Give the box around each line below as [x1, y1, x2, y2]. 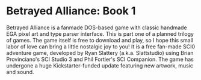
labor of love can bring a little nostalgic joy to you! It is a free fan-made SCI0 [6, 43, 196, 50]
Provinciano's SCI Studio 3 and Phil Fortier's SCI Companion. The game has [6, 56, 194, 63]
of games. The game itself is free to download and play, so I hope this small [6, 36, 194, 44]
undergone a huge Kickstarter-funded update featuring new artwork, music [6, 61, 194, 69]
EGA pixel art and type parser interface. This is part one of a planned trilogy [6, 30, 194, 37]
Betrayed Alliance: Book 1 [6, 4, 136, 18]
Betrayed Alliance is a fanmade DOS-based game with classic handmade [6, 24, 188, 31]
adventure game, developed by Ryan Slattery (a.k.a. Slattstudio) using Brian [6, 49, 194, 56]
